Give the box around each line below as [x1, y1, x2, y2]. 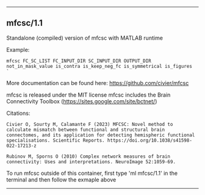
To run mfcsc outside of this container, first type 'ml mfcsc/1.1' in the [6, 169, 178, 177]
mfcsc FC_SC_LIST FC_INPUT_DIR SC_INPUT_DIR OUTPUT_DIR [6, 57, 151, 64]
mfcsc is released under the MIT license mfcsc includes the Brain [6, 91, 171, 98]
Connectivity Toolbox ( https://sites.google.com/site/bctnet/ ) [6, 97, 157, 105]
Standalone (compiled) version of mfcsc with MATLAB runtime [6, 34, 164, 42]
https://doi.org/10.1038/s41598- [107, 137, 192, 144]
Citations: [6, 109, 31, 117]
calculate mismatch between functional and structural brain [6, 127, 165, 133]
